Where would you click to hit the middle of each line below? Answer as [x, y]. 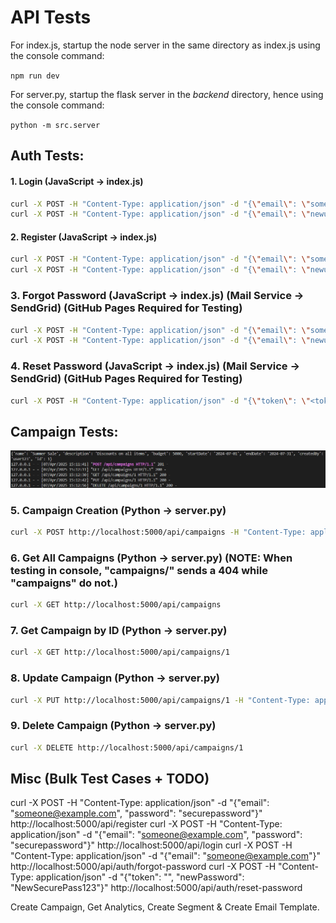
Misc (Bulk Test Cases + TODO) [110, 779]
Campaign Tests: [64, 431]
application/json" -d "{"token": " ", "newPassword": [140, 877]
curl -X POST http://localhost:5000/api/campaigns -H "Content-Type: [158, 532]
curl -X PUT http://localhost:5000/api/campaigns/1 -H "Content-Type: [160, 700]
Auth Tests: [47, 156]
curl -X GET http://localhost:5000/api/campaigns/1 [120, 652]
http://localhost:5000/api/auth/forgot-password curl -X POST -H [143, 867]
